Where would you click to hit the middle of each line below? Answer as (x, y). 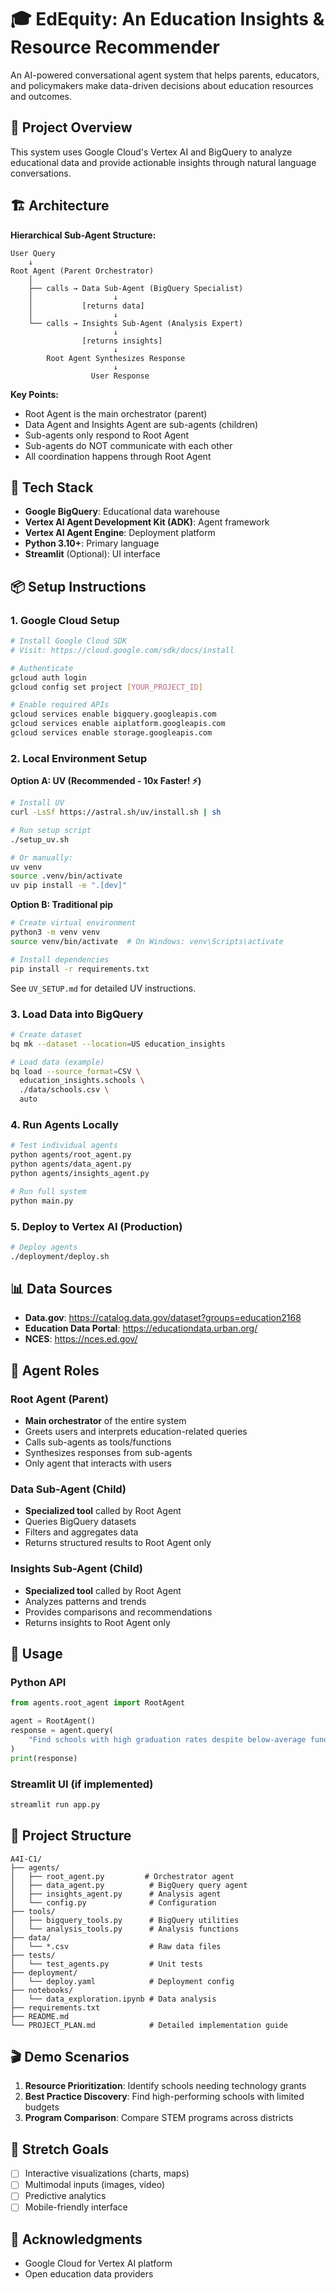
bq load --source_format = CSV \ (75, 1071)
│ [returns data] (86, 306)
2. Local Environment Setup (79, 758)
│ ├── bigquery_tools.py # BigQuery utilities (125, 1920)
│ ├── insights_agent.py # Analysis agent (116, 1894)
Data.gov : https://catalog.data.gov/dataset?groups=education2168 (163, 1318)
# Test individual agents (64, 1146)
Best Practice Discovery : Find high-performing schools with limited (164, 2097)
